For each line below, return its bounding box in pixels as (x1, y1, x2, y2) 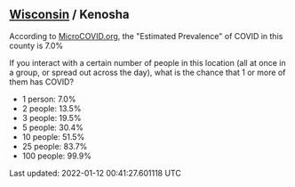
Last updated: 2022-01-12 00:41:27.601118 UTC (9, 167, 182, 178)
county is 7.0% (9, 40, 64, 51)
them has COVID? (9, 76, 74, 87)
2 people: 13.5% (21, 102, 82, 114)
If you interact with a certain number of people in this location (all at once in (9, 57, 286, 68)
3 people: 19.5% (21, 112, 82, 123)
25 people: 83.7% (21, 141, 88, 151)
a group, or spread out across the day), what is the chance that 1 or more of (9, 67, 286, 77)
